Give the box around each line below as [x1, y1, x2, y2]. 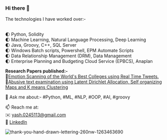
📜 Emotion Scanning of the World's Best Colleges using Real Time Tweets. [5, 74, 159, 80]
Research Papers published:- [5, 68, 68, 74]
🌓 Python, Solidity [5, 31, 44, 38]
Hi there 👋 [5, 5, 30, 12]
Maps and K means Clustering [5, 84, 68, 90]
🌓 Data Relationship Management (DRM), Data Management [5, 53, 132, 59]
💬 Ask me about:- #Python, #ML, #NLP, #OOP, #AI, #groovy [5, 94, 131, 100]
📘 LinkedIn [5, 119, 27, 125]
